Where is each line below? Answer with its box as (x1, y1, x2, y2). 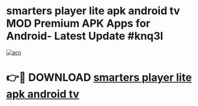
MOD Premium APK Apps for (6, 17, 151, 30)
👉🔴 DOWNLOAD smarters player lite (6, 71, 192, 84)
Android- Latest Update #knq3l (6, 30, 163, 43)
